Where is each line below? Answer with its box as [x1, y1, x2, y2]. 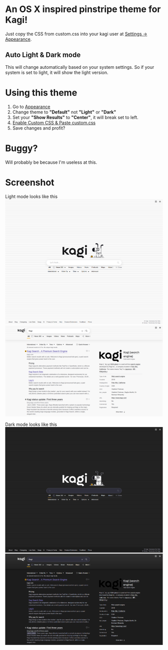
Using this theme [5, 87, 77, 98]
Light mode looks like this [5, 193, 58, 199]
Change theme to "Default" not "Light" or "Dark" [12, 109, 116, 115]
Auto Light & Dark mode [5, 51, 81, 59]
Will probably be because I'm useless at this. [5, 159, 97, 165]
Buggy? [5, 142, 38, 154]
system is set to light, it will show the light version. [5, 69, 108, 75]
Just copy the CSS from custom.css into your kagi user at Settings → [5, 31, 147, 37]
